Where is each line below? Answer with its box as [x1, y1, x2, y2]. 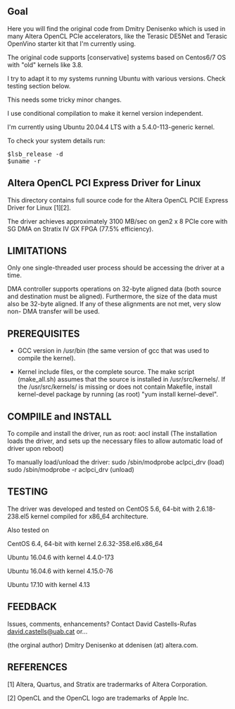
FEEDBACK [7, 601, 58, 613]
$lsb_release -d [7, 150, 63, 158]
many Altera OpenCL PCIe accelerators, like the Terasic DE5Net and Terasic [7, 32, 227, 40]
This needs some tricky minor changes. [7, 95, 122, 104]
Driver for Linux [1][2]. [7, 203, 72, 212]
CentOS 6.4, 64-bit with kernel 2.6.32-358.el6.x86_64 [7, 539, 163, 547]
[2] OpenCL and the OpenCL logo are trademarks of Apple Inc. [7, 693, 189, 702]
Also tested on [7, 526, 49, 534]
